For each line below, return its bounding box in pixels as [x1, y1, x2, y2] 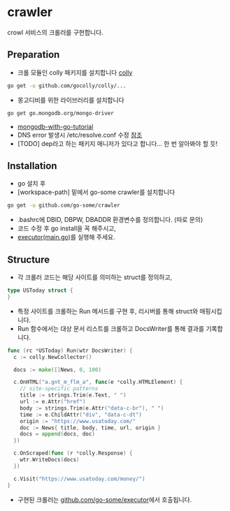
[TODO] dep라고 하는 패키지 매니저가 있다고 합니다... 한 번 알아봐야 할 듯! [17, 139, 218, 147]
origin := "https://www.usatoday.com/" [20, 417, 136, 424]
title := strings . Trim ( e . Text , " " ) [20, 392, 127, 399]
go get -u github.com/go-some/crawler [7, 202, 120, 209]
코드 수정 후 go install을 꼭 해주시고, [17, 224, 117, 232]
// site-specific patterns [20, 385, 99, 392]
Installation [7, 160, 57, 172]
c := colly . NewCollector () [13, 353, 92, 360]
